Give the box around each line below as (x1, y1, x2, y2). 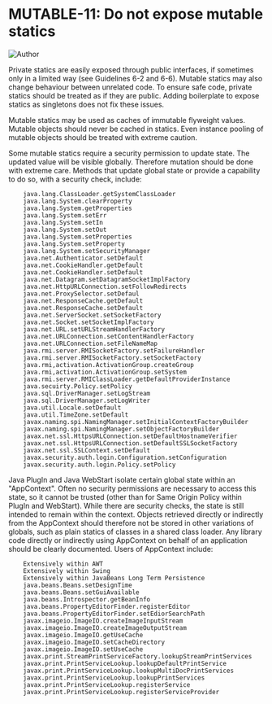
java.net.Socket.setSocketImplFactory (23, 318, 154, 326)
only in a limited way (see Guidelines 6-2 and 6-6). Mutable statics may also (8, 73, 263, 83)
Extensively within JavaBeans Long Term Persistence (23, 574, 205, 582)
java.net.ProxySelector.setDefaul (23, 290, 140, 298)
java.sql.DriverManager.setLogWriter (23, 396, 151, 404)
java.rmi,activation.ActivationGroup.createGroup (23, 361, 195, 369)
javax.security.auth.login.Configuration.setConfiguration (23, 453, 227, 461)
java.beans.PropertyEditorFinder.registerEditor (23, 602, 191, 610)
